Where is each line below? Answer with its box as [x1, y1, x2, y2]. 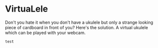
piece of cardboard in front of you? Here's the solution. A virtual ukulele [5, 24, 148, 30]
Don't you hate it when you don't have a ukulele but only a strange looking [5, 19, 154, 25]
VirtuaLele [5, 3, 48, 15]
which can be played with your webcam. [5, 30, 86, 35]
